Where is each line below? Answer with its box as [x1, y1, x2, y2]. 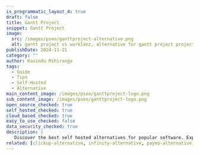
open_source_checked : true [6, 101, 73, 108]
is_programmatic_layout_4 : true [6, 8, 86, 15]
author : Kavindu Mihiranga [6, 58, 73, 64]
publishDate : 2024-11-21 [6, 47, 68, 53]
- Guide [11, 69, 31, 75]
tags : [6, 63, 20, 70]
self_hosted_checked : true [6, 107, 73, 113]
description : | [6, 129, 44, 136]
